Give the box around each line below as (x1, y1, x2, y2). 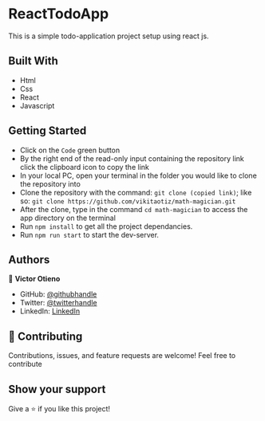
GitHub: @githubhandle (19, 289, 97, 299)
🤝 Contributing (8, 329, 83, 343)
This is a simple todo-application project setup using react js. (8, 31, 209, 41)
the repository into (19, 179, 81, 188)
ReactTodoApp (8, 5, 109, 23)
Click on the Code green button (19, 145, 121, 155)
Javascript (19, 100, 55, 110)
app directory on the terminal (19, 213, 116, 222)
